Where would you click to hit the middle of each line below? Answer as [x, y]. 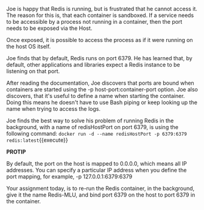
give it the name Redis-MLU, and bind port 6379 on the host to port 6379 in [101, 195]
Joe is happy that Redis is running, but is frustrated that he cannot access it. [102, 9]
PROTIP [16, 152]
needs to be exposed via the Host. [49, 28]
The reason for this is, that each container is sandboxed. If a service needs [100, 15]
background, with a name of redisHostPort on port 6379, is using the [92, 127]
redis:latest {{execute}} [37, 140]
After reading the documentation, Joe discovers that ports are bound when [100, 83]
